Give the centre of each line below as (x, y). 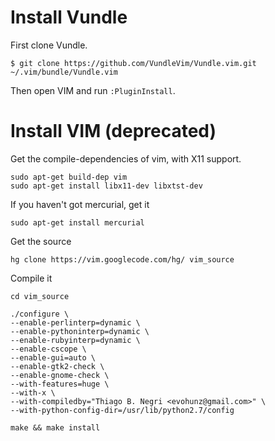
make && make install (55, 427)
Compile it (31, 278)
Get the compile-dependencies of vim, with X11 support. (126, 158)
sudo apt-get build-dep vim (69, 177)
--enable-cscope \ (48, 349)
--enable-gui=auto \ (53, 357)
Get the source (41, 241)
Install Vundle (69, 17)
